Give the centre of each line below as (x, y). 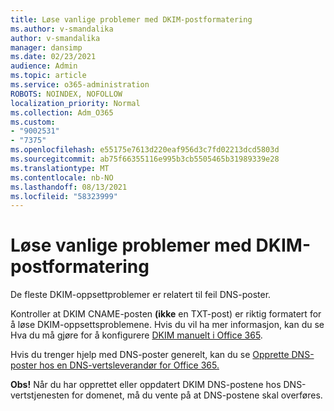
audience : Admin (44, 66)
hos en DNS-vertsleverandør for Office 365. (129, 365)
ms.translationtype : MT (60, 168)
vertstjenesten (40, 395)
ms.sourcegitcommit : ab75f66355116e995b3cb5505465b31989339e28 (145, 159)
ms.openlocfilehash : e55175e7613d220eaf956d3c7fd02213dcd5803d (145, 150)
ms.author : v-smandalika (62, 29)
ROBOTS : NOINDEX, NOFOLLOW (66, 94)
